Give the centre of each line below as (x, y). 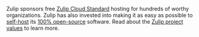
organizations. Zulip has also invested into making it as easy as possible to (100, 15)
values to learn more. (33, 28)
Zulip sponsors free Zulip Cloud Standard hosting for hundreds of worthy (98, 9)
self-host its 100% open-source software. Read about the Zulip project (95, 22)
